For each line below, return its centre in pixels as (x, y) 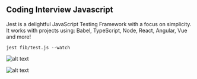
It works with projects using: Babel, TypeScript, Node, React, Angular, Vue (97, 30)
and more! (19, 37)
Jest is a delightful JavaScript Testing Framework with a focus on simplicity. (99, 24)
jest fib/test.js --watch (38, 48)
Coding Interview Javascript (60, 10)
